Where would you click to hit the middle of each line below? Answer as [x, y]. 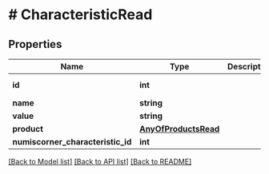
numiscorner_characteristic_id [72, 142]
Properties [35, 44]
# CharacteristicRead [80, 15]
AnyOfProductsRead [179, 129]
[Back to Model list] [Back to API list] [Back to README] [100, 162]
